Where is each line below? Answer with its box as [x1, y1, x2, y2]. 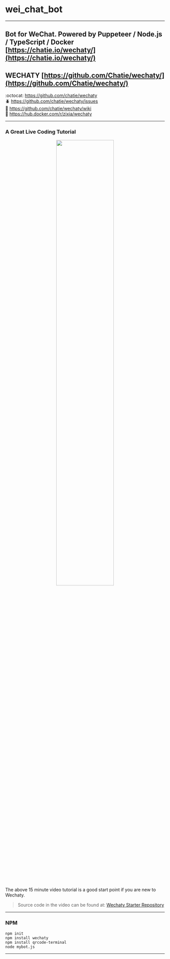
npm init [5, 931, 24, 936]
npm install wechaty [5, 935, 49, 940]
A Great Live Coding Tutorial [5, 128, 76, 136]
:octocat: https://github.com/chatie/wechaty [5, 92, 98, 98]
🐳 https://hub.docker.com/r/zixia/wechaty [5, 111, 92, 117]
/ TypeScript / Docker [5, 38, 74, 47]
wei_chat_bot [5, 4, 63, 15]
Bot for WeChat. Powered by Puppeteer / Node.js [5, 30, 163, 39]
